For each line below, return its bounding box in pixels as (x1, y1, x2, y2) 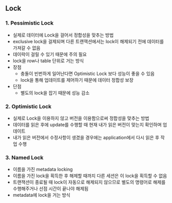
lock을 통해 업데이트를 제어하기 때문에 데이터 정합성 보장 (20, 77, 133, 83)
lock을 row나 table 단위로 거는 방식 (12, 58, 84, 64)
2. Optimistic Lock (5, 103, 52, 110)
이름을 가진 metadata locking (12, 167, 73, 173)
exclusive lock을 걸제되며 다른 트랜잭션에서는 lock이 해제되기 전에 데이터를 (12, 38, 164, 44)
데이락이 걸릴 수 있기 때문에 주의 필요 (12, 51, 87, 57)
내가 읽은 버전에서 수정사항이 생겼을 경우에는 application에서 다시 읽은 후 (12, 134, 160, 140)
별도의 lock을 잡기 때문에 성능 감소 (20, 89, 90, 96)
